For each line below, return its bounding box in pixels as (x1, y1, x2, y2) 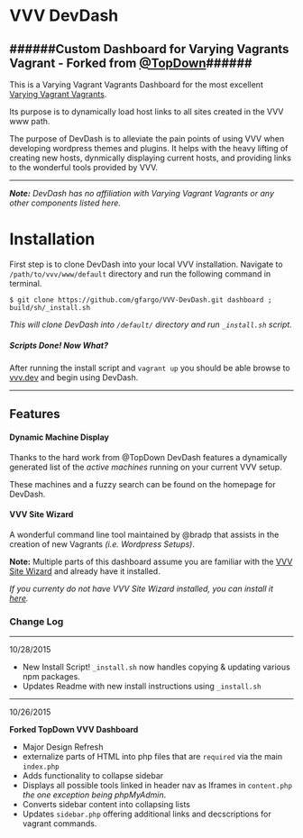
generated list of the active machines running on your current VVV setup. (9, 461, 282, 472)
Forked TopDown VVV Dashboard (9, 724, 139, 734)
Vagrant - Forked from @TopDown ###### (9, 55, 252, 70)
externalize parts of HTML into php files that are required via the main (22, 751, 282, 761)
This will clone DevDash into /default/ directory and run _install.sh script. (9, 319, 293, 330)
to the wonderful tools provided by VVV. (9, 162, 158, 172)
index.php (22, 762, 60, 771)
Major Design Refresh (22, 742, 104, 752)
